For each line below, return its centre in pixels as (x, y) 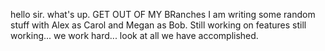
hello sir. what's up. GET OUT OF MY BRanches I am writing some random (163, 14)
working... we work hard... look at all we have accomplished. (134, 35)
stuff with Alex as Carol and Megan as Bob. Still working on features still (158, 25)
